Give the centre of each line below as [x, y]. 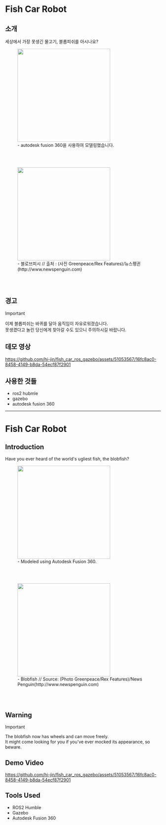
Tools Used [23, 795]
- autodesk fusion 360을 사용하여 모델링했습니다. [66, 145]
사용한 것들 [21, 381]
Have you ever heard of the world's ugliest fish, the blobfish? [67, 459]
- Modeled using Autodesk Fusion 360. [57, 561]
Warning [19, 715]
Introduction [25, 447]
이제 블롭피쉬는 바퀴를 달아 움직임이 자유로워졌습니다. [57, 323]
